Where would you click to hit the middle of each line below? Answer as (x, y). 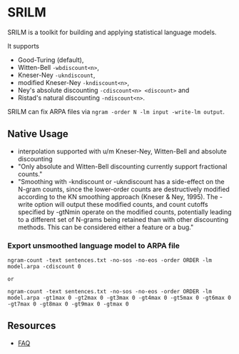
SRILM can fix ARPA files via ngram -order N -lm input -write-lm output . (116, 111)
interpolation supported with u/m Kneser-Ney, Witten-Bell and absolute (122, 151)
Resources (32, 326)
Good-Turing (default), (51, 60)
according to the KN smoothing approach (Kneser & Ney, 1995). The (118, 196)
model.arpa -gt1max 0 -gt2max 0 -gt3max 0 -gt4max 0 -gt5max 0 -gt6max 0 (119, 298)
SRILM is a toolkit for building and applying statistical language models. (112, 32)
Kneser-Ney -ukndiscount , (56, 75)
